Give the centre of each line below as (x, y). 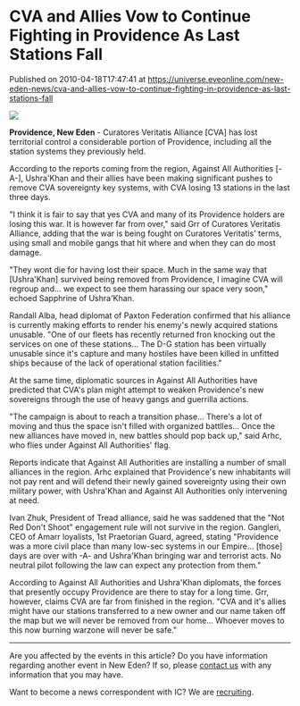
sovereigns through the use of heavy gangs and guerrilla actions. (129, 399)
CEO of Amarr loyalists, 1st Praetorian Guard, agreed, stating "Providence (144, 536)
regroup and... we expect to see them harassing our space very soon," (139, 289)
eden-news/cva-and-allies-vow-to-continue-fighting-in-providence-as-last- (150, 88)
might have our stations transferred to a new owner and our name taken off (147, 610)
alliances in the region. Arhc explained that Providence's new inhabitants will (150, 472)
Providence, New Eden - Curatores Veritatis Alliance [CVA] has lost (133, 132)
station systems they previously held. (78, 151)
